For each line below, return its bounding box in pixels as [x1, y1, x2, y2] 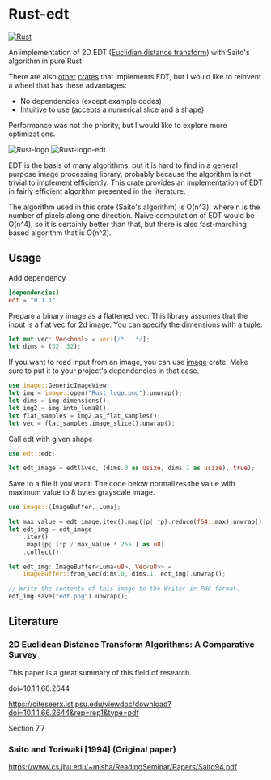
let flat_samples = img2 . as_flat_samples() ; [8, 411, 161, 420]
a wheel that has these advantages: [8, 80, 127, 90]
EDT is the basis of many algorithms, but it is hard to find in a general [8, 160, 239, 170]
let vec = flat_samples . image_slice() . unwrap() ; [8, 419, 176, 427]
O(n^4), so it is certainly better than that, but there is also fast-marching [8, 219, 247, 229]
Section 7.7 [8, 723, 45, 733]
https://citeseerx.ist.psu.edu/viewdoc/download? [8, 699, 171, 709]
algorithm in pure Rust [8, 56, 83, 66]
